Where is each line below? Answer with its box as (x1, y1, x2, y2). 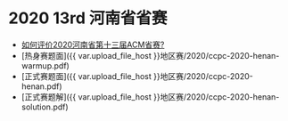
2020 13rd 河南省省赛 (8, 8, 168, 28)
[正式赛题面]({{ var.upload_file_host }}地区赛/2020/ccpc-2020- (21, 70, 253, 81)
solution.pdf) (21, 101, 69, 112)
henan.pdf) (21, 81, 63, 92)
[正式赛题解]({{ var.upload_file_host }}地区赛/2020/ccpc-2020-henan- (21, 91, 280, 102)
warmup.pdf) (21, 60, 70, 71)
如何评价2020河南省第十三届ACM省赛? (21, 39, 165, 50)
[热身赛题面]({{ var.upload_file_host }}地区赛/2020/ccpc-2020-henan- (21, 50, 280, 60)
